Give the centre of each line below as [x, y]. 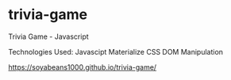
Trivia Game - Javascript [48, 36]
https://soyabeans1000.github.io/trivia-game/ [83, 67]
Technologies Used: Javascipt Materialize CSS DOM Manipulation [116, 51]
